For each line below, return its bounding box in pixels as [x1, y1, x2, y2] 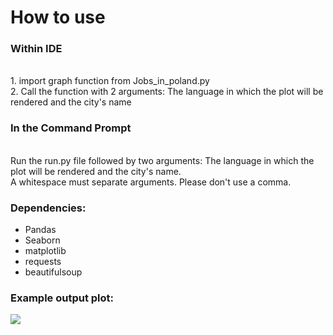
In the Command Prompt [10, 121, 132, 135]
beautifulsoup [24, 266, 83, 278]
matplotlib [24, 245, 67, 257]
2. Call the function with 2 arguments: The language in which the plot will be [10, 86, 324, 98]
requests [24, 256, 62, 268]
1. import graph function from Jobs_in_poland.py [10, 75, 210, 87]
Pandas [24, 224, 57, 236]
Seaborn [24, 234, 61, 246]
